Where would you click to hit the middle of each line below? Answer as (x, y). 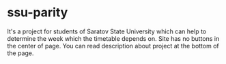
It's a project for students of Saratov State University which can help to (107, 31)
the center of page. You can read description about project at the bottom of (113, 46)
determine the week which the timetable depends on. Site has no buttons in (113, 38)
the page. (20, 53)
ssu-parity (38, 13)
